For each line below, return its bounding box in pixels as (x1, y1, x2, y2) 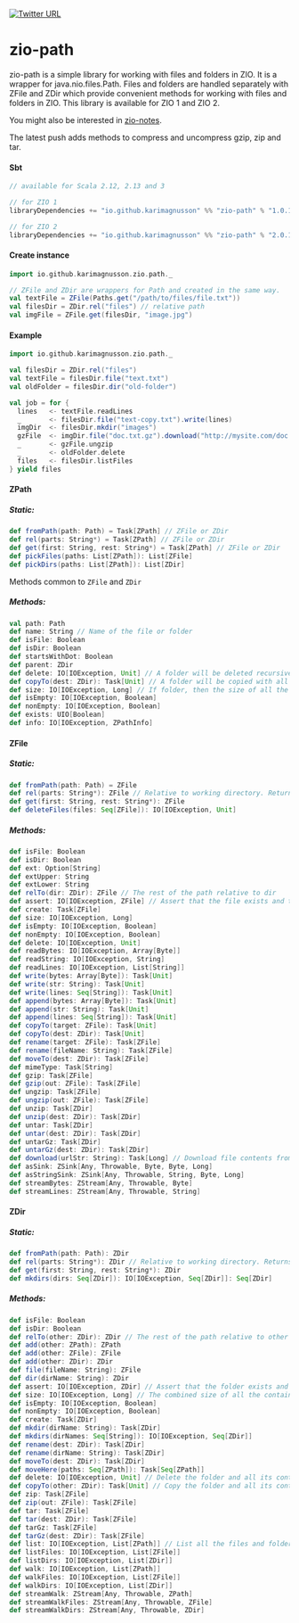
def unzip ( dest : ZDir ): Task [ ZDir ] (9, 1112, 141, 1121)
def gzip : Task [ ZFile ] (9, 1071, 93, 1080)
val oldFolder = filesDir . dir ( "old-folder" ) (9, 382, 177, 391)
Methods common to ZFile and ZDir (9, 576, 142, 587)
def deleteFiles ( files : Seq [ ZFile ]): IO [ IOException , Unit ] (9, 805, 238, 815)
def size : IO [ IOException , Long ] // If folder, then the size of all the (9, 685, 289, 695)
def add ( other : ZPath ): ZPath (9, 1340, 122, 1350)
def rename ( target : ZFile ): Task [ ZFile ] (9, 1038, 162, 1047)
